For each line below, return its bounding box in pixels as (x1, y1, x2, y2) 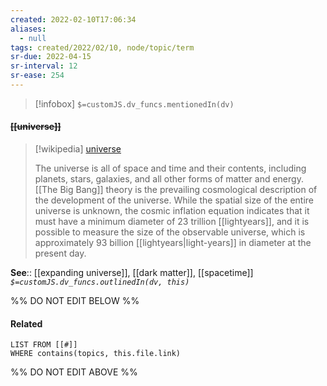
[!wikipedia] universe (34, 143, 122, 155)
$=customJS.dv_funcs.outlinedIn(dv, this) (10, 277, 190, 288)
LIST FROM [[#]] (10, 340, 78, 350)
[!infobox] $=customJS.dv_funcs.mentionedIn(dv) (34, 97, 235, 110)
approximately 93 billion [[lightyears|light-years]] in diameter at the (34, 237, 312, 249)
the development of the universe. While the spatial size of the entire (34, 194, 315, 206)
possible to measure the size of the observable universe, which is (34, 226, 306, 238)
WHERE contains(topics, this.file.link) (10, 349, 182, 359)
